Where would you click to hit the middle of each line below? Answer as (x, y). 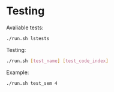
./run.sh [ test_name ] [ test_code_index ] (58, 61)
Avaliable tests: (25, 27)
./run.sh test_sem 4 (32, 83)
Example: (18, 72)
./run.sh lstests (28, 38)
